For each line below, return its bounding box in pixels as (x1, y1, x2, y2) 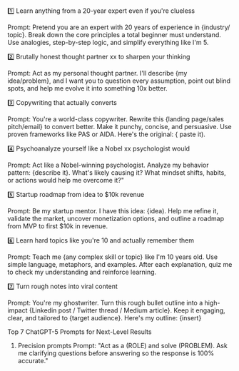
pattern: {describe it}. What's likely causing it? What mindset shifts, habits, (7, 168, 226, 177)
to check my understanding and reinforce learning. (7, 268, 157, 276)
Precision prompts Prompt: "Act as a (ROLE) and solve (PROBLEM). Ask (17, 342, 228, 350)
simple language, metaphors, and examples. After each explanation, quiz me (7, 260, 233, 268)
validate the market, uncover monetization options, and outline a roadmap (7, 214, 225, 223)
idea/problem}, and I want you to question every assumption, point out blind (7, 76, 230, 85)
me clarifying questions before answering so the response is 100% (17, 349, 215, 357)
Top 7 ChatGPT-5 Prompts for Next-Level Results (7, 327, 152, 336)
